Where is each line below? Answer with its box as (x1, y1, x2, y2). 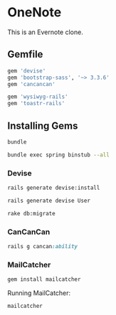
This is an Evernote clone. (7, 28, 83, 36)
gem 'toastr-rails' (7, 100, 65, 107)
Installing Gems (7, 119, 78, 132)
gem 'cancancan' (7, 80, 56, 87)
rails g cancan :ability (7, 242, 78, 250)
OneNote (7, 4, 62, 21)
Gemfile (7, 48, 43, 60)
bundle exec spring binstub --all (7, 151, 110, 159)
